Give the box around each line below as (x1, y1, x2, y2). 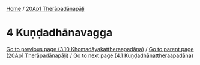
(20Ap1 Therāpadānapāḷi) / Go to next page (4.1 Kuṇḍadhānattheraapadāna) (6, 52, 194, 59)
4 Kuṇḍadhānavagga (6, 26, 113, 39)
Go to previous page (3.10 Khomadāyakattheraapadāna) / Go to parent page (6, 45, 194, 52)
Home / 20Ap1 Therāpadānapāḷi (6, 5, 85, 12)
